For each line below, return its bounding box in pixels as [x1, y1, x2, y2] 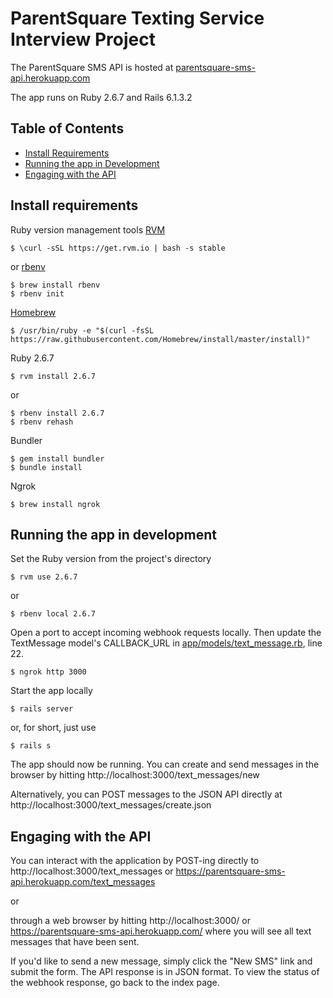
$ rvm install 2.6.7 [10, 371, 97, 381]
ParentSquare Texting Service [10, 7, 265, 30]
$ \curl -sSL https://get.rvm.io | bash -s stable [10, 243, 226, 253]
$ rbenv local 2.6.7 [10, 609, 97, 619]
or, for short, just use [10, 722, 97, 734]
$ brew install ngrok [10, 499, 101, 509]
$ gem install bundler [10, 453, 105, 464]
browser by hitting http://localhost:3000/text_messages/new [10, 769, 260, 781]
